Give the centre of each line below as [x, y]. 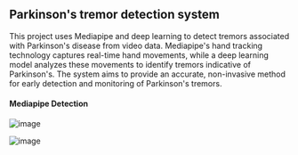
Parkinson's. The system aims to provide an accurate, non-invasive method [148, 74]
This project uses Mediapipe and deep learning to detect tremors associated [149, 36]
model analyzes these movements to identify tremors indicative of [130, 64]
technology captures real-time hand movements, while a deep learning [139, 55]
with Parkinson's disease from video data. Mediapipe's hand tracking [136, 45]
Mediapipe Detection [49, 104]
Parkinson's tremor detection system [114, 15]
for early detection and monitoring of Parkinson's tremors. [116, 83]
